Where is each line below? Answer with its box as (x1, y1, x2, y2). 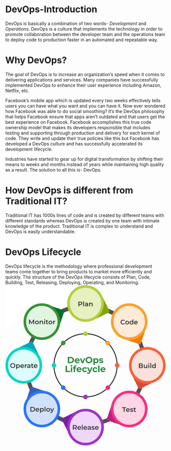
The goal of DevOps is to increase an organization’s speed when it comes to (5, 71, 165, 77)
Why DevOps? (5, 54, 67, 66)
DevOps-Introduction (5, 4, 98, 15)
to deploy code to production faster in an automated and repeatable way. (5, 37, 159, 43)
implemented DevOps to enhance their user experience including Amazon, (5, 82, 162, 88)
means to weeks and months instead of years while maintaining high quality (5, 161, 164, 167)
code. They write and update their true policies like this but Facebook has (5, 135, 159, 141)
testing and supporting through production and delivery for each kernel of (5, 130, 160, 136)
